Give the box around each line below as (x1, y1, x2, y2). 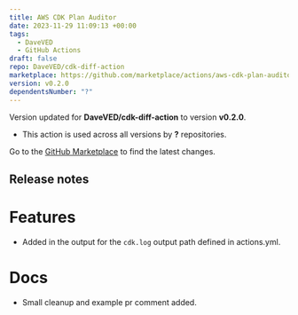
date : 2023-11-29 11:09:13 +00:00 (9, 21, 137, 30)
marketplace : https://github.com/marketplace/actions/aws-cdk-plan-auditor (9, 71, 295, 80)
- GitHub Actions (17, 46, 82, 55)
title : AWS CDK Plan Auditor (9, 12, 117, 22)
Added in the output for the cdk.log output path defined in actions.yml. (21, 236, 281, 247)
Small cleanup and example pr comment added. (21, 296, 197, 307)
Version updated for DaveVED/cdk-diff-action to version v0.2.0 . (9, 112, 247, 122)
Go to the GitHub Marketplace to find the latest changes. (9, 146, 216, 156)
